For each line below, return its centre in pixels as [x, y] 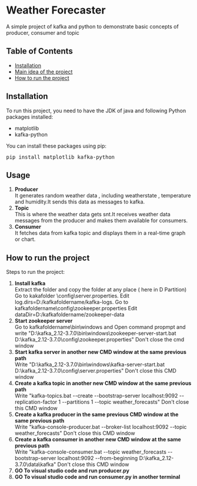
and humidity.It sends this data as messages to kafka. [80, 202]
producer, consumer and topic [43, 32]
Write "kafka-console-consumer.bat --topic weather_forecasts [90, 452]
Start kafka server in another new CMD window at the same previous [101, 352]
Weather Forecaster [56, 10]
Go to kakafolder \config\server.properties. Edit [72, 296]
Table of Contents [40, 51]
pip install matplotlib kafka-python [61, 157]
